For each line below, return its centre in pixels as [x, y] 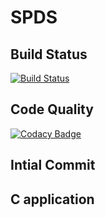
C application [52, 199]
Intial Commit [53, 165]
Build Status [49, 54]
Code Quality [52, 109]
